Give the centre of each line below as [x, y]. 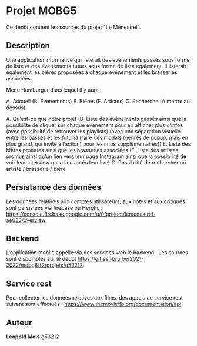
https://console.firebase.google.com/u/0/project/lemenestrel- [81, 214]
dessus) [16, 108]
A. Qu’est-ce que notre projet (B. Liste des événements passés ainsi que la [96, 119]
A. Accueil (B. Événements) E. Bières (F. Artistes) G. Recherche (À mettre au [98, 101]
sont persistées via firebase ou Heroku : [54, 207]
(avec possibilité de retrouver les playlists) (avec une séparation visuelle [94, 131]
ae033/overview [26, 220]
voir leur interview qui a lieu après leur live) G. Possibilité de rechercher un [96, 162]
